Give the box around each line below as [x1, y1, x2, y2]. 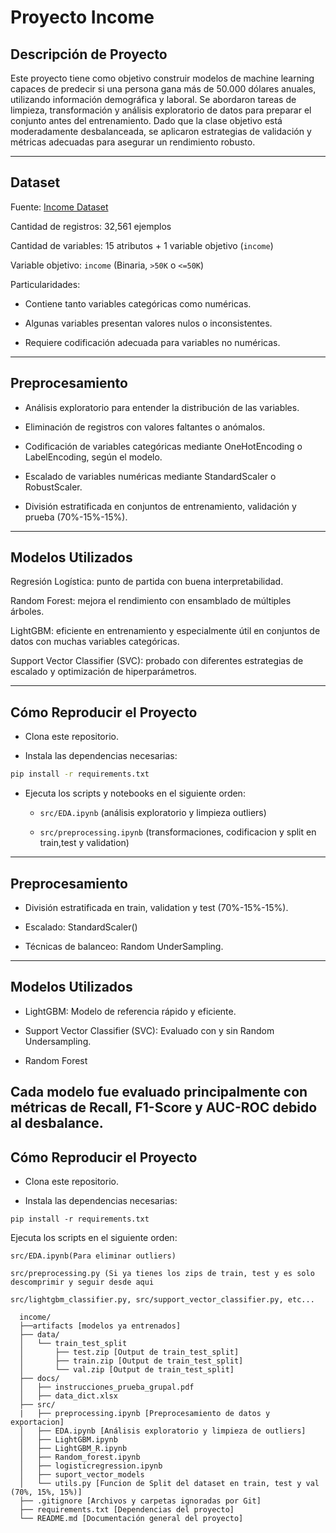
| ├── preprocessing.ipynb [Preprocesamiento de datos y [19, 1408, 271, 1418]
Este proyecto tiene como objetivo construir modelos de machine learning [10, 72, 315, 84]
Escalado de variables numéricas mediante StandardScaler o [24, 470, 277, 482]
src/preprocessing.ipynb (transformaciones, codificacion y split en [39, 826, 317, 838]
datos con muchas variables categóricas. [10, 636, 180, 648]
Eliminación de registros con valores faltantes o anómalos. [24, 421, 266, 433]
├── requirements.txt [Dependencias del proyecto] [19, 1504, 235, 1515]
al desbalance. [10, 1115, 104, 1132]
